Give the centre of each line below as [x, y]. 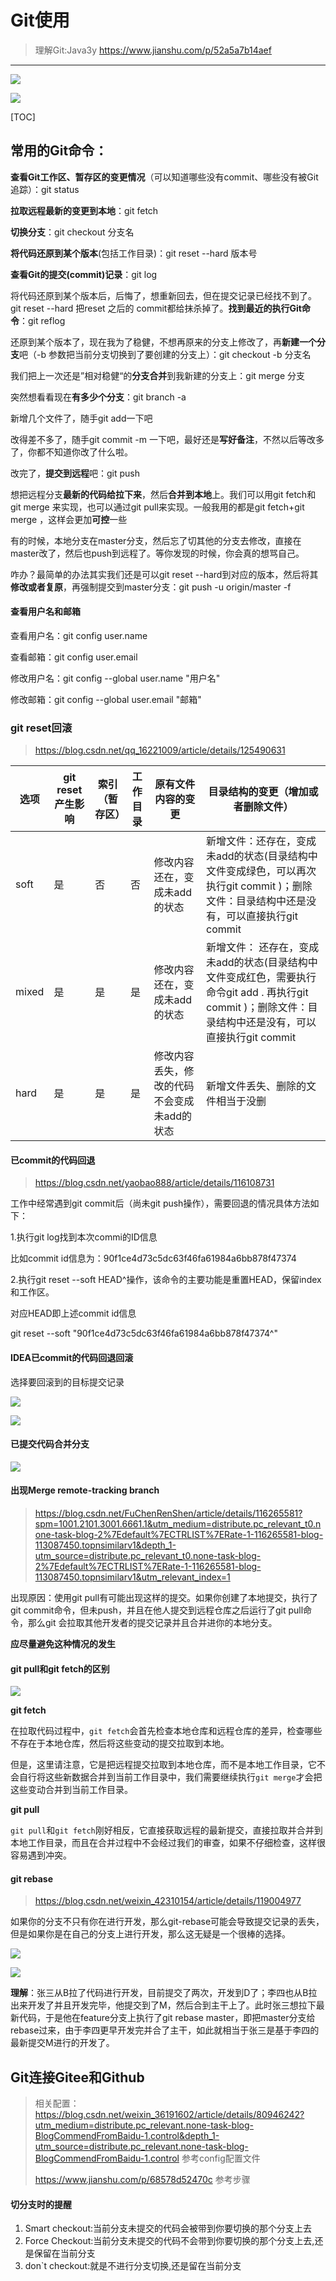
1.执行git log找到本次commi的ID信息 [84, 1237]
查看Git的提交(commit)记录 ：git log [84, 274]
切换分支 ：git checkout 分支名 [72, 232]
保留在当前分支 [64, 2253]
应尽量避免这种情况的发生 [63, 1644]
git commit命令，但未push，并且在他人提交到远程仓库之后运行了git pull [157, 1610]
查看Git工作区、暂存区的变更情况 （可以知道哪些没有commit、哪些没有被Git [164, 177]
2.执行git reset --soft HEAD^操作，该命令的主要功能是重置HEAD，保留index [166, 1280]
